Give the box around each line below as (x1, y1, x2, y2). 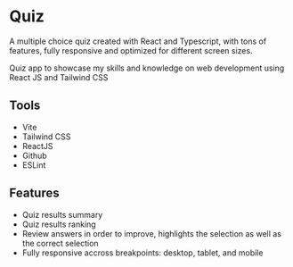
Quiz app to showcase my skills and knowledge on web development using (9, 63, 285, 73)
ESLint (21, 159, 46, 171)
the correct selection (21, 238, 100, 248)
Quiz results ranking (21, 219, 96, 229)
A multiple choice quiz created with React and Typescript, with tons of (9, 36, 267, 46)
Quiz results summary (21, 209, 103, 220)
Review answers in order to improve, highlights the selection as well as (21, 228, 282, 238)
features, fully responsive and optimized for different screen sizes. (9, 45, 253, 55)
